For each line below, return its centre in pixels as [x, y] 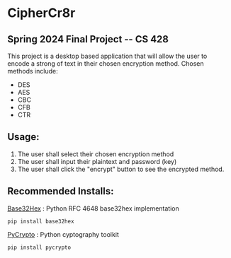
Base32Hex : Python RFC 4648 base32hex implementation [93, 208]
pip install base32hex [41, 221]
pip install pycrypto [39, 247]
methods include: [33, 71]
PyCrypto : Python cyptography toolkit [63, 234]
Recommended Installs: [61, 191]
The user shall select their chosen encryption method [96, 154]
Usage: [24, 137]
